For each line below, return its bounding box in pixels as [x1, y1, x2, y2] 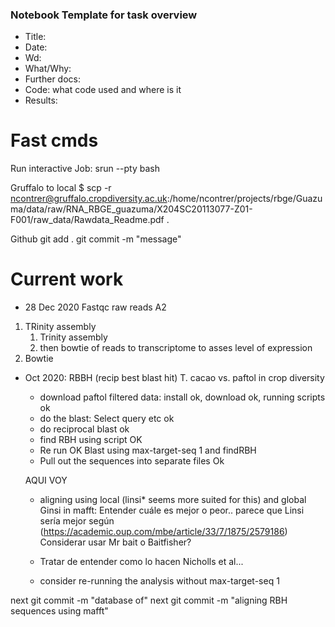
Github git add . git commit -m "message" [10, 233, 182, 245]
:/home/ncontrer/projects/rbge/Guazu [166, 193, 323, 205]
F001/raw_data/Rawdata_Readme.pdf [10, 214, 165, 226]
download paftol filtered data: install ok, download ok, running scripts [39, 391, 326, 403]
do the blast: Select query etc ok [39, 413, 175, 425]
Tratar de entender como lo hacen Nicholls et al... [39, 556, 244, 568]
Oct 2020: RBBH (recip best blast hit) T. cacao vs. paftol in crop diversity [24, 372, 325, 384]
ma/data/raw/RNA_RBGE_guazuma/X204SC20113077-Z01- [10, 203, 253, 215]
